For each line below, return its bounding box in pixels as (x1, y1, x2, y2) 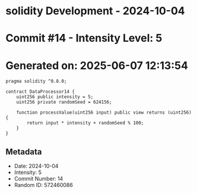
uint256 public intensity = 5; (16, 94, 94, 100)
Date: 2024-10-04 (14, 163, 59, 170)
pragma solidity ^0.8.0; (5, 79, 67, 85)
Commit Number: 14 (14, 175, 63, 182)
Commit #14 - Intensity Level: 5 (5, 32, 163, 45)
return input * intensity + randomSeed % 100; (27, 120, 144, 126)
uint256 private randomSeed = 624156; (16, 99, 112, 105)
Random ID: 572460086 (14, 182, 74, 189)
